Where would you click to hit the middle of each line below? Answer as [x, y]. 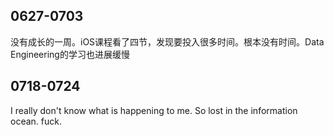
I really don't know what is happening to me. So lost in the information [154, 110]
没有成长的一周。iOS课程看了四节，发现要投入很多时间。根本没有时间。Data [167, 41]
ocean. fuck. [36, 121]
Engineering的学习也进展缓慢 [70, 54]
